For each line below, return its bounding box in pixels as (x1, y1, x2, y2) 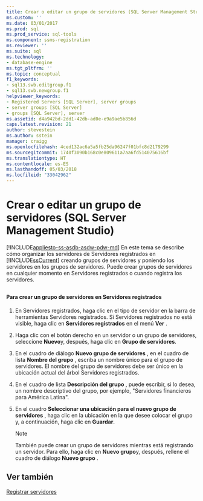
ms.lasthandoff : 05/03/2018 (6, 166, 77, 172)
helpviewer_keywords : (6, 93, 61, 99)
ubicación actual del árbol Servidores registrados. (14, 368, 140, 376)
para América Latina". (14, 393, 69, 401)
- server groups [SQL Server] (6, 104, 83, 111)
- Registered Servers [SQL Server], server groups (6, 99, 137, 105)
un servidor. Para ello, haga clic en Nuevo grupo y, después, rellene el (14, 448, 189, 455)
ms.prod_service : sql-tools (6, 31, 77, 38)
